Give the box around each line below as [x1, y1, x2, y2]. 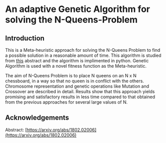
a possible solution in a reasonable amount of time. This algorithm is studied [5, 52, 162, 58]
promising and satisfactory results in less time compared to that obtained [5, 94, 156, 100]
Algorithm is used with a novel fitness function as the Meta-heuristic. [5, 63, 147, 69]
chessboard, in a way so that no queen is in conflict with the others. [5, 78, 145, 84]
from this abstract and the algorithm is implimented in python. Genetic [5, 58, 149, 63]
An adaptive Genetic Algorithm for [5, 3, 151, 15]
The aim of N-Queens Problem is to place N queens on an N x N [5, 73, 137, 78]
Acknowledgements [5, 114, 69, 122]
